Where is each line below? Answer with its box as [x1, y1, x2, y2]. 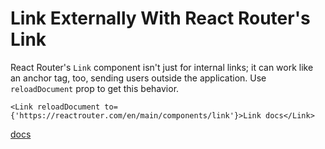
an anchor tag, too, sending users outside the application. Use [10, 72, 267, 84]
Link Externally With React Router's [10, 7, 311, 30]
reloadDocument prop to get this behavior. [10, 82, 180, 94]
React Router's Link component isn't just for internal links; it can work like [10, 61, 314, 73]
